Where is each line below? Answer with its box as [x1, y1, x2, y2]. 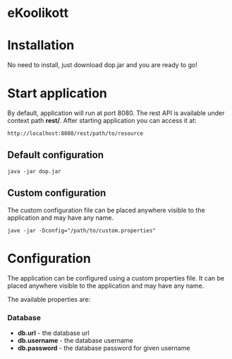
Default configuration [7, 149, 104, 161]
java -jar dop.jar [7, 167, 61, 175]
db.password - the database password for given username [17, 343, 190, 352]
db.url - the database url [17, 329, 90, 337]
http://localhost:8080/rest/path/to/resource [7, 130, 143, 137]
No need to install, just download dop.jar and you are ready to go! [7, 61, 197, 69]
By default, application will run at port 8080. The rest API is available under [7, 109, 225, 117]
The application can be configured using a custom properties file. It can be [7, 273, 225, 282]
